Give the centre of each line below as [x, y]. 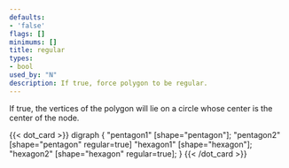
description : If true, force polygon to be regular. [109, 83]
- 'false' [27, 26]
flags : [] [27, 34]
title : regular [37, 50]
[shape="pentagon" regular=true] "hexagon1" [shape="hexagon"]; [131, 144]
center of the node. [44, 118]
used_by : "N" [33, 75]
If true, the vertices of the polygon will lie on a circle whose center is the [141, 108]
